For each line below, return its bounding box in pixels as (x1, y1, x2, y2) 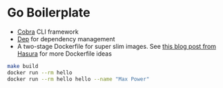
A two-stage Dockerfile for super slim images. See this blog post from (17, 42, 216, 50)
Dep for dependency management (17, 34, 115, 43)
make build (7, 63, 39, 69)
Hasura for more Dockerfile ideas (17, 49, 113, 58)
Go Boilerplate (7, 5, 91, 21)
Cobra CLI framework (17, 27, 79, 36)
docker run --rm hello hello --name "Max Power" (7, 76, 150, 82)
